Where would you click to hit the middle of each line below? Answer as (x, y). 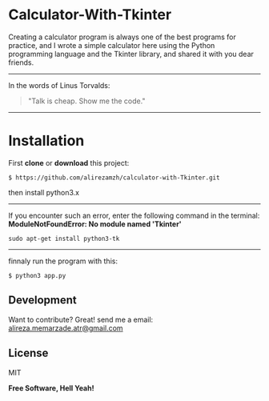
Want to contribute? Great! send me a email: (81, 319)
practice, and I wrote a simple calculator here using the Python (112, 45)
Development (43, 301)
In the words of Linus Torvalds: (59, 85)
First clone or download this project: (69, 162)
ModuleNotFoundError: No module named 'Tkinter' (95, 224)
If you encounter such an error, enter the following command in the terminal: (134, 215)
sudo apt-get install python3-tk (64, 239)
